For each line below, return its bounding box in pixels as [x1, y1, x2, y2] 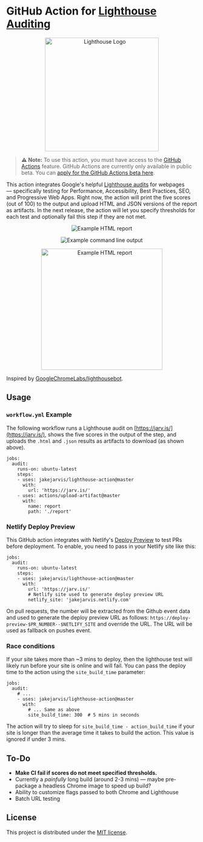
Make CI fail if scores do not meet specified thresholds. [15, 769, 158, 777]
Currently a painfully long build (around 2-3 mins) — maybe [15, 776, 165, 783]
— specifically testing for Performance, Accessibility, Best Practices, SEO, [6, 187, 191, 195]
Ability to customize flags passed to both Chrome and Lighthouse [15, 789, 179, 796]
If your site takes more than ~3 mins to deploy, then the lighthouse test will [6, 656, 193, 663]
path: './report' [28, 508, 72, 515]
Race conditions [6, 641, 55, 650]
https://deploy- [150, 615, 191, 621]
